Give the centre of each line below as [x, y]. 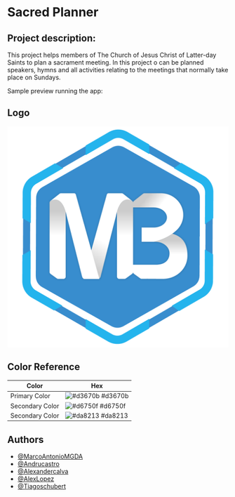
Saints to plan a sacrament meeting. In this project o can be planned [106, 62]
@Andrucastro [38, 464]
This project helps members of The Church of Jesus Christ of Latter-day [112, 55]
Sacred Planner [53, 12]
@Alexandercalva [43, 472]
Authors [26, 439]
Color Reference [44, 367]
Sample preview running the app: [55, 91]
